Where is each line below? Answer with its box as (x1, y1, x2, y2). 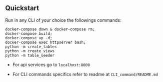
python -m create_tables (5, 44, 57, 49)
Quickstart (5, 4, 39, 12)
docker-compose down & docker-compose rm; (5, 27, 95, 32)
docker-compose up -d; (5, 35, 52, 40)
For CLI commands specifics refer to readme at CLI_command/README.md (12, 71, 158, 77)
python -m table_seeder (5, 53, 55, 58)
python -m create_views (5, 48, 55, 54)
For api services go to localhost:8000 (12, 62, 90, 68)
